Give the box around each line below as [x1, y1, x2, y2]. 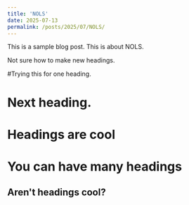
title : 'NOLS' [7, 10, 49, 18]
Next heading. [7, 94, 92, 110]
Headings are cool [7, 126, 116, 143]
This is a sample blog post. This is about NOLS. [7, 43, 144, 51]
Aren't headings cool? [7, 187, 107, 199]
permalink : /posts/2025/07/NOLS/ [7, 23, 105, 30]
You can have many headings [7, 159, 183, 174]
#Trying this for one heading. [7, 70, 91, 78]
